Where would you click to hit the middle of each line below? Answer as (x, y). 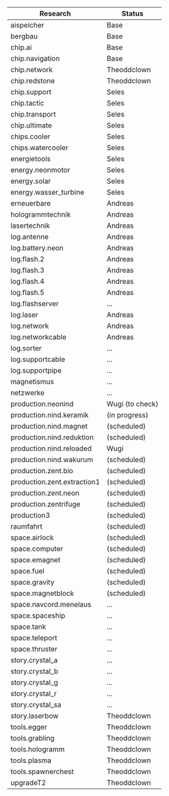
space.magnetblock (42, 593)
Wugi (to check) (132, 404)
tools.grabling (32, 738)
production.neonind (42, 404)
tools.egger (29, 727)
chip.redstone (33, 81)
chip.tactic (27, 103)
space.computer (37, 549)
